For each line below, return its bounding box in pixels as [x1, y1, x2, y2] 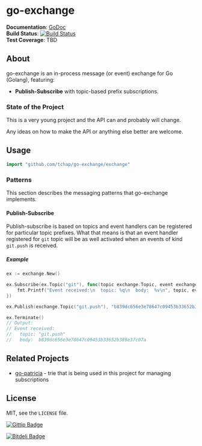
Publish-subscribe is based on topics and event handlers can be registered [6, 223, 192, 230]
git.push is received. [6, 242, 58, 249]
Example [6, 255, 29, 263]
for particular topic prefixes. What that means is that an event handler [6, 229, 179, 236]
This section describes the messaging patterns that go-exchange [6, 189, 168, 197]
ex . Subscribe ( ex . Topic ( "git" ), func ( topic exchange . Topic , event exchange [6, 282, 198, 288]
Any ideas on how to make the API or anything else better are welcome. [6, 128, 183, 135]
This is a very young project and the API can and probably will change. [6, 117, 182, 124]
